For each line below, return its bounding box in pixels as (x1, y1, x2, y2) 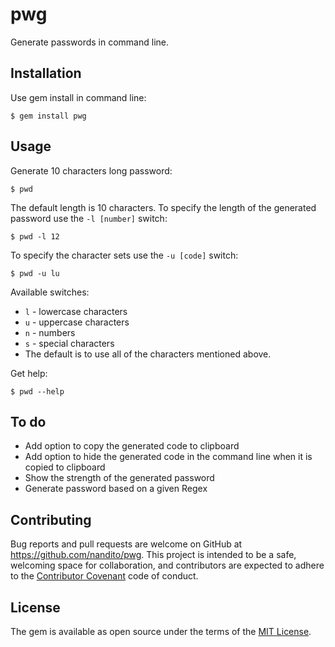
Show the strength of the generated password (24, 472, 215, 484)
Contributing (10, 511, 92, 528)
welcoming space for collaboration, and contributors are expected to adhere (10, 559, 325, 572)
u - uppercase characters (24, 316, 130, 328)
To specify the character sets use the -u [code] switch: (10, 249, 239, 261)
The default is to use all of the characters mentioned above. (24, 348, 272, 360)
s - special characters (24, 337, 115, 349)
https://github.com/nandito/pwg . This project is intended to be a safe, (10, 549, 297, 561)
